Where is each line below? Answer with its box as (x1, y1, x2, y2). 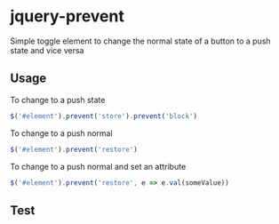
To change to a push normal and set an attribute (10, 161, 187, 172)
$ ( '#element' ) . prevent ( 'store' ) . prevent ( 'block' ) (10, 111, 198, 121)
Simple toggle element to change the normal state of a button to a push (10, 36, 271, 46)
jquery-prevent (10, 6, 125, 27)
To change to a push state (10, 94, 106, 105)
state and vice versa (10, 44, 84, 55)
